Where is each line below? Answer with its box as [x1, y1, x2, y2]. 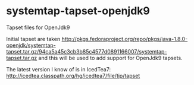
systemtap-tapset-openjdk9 [6, 4, 150, 18]
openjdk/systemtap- [6, 42, 57, 49]
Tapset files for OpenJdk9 [6, 24, 70, 31]
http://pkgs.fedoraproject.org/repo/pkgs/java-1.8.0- [61, 35, 188, 42]
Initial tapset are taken [6, 35, 61, 42]
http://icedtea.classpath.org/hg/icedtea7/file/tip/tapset [6, 72, 140, 79]
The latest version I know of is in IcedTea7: [6, 65, 111, 73]
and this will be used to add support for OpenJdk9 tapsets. [38, 54, 183, 61]
